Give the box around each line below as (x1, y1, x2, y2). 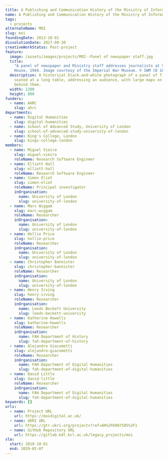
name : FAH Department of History (18, 334, 88, 339)
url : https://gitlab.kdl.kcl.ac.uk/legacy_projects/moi (14, 432, 133, 437)
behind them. (14, 82, 41, 87)
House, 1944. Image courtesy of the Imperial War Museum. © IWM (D (14, 68, 157, 73)
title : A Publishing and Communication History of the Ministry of (5, 7, 149, 13)
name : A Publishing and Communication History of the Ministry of (5, 12, 146, 17)
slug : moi (5, 31, 26, 36)
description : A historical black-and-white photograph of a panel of (9, 73, 157, 78)
